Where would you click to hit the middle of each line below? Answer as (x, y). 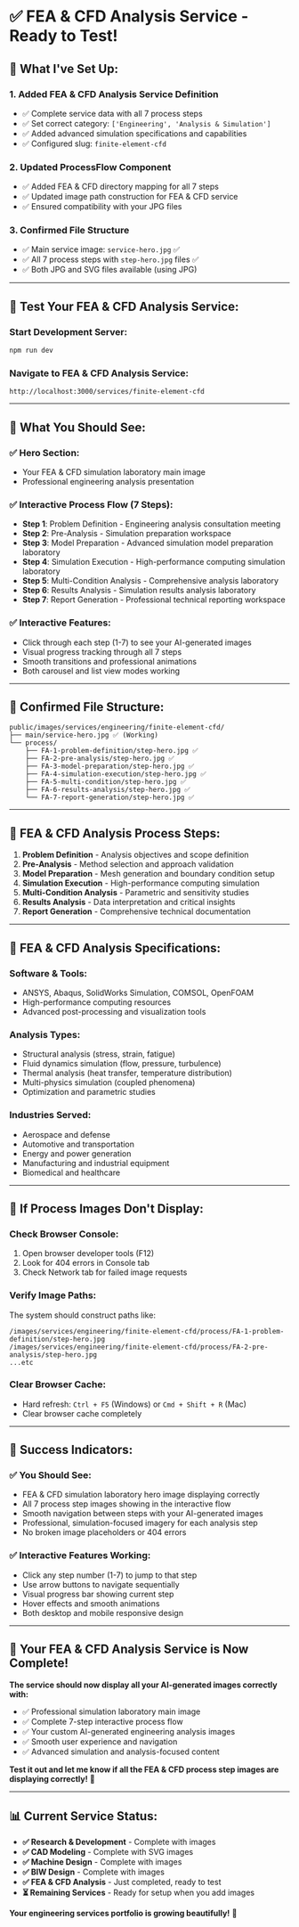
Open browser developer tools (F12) (88, 1253)
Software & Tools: (48, 973)
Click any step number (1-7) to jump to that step (109, 1575)
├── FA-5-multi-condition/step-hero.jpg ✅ (106, 782)
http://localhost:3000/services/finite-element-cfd (107, 392)
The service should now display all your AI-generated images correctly (143, 1685)
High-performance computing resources (97, 1002)
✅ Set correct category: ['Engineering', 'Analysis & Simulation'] (146, 123)
